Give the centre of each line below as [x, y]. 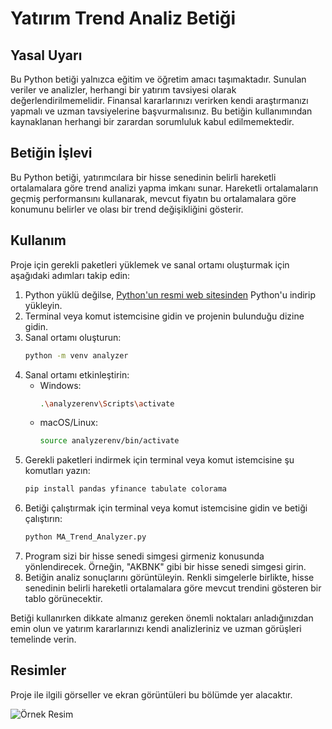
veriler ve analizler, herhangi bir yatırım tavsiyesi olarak [123, 90]
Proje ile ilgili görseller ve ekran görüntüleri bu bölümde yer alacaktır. [151, 694]
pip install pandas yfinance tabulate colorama [125, 489]
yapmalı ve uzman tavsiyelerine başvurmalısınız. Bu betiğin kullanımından [161, 111]
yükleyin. [43, 305]
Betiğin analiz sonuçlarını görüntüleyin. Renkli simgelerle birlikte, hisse [169, 577]
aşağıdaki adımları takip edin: [70, 275]
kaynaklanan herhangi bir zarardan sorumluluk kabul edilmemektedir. [152, 121]
